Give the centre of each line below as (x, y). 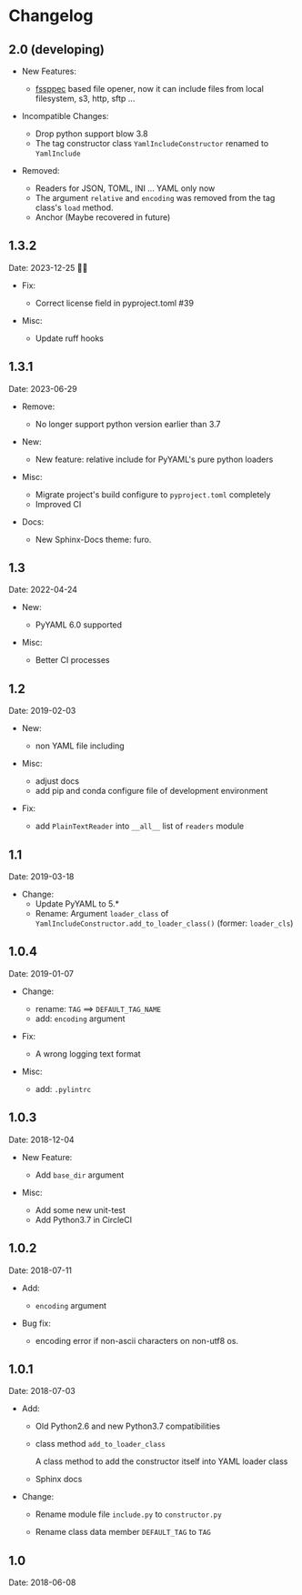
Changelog (51, 16)
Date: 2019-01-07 (41, 973)
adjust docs (57, 781)
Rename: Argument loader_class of (102, 914)
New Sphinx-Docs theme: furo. (93, 539)
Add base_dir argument (80, 1175)
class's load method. (75, 207)
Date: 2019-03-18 (41, 877)
